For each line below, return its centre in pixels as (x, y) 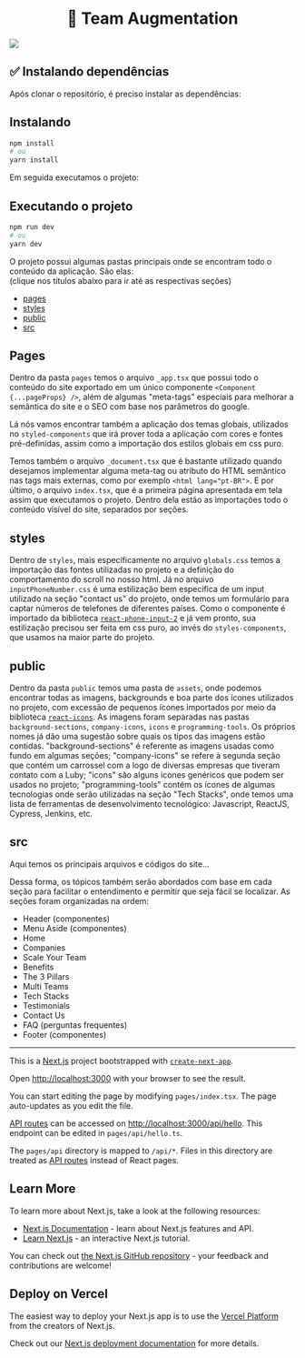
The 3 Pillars (46, 976)
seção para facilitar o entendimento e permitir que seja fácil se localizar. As (150, 891)
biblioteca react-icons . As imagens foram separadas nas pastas (129, 717)
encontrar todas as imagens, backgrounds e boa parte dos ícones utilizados (152, 698)
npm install (32, 143)
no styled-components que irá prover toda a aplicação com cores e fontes (146, 434)
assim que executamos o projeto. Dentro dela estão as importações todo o (149, 500)
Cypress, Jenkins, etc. (51, 814)
